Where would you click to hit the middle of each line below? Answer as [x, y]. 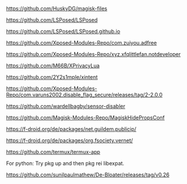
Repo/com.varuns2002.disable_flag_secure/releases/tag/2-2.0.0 [84, 95]
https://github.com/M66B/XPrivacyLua [53, 65]
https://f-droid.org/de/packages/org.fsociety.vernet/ [70, 140]
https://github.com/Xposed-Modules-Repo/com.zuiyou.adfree [81, 43]
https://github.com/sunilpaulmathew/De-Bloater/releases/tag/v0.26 [88, 175]
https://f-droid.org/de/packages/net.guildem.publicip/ [71, 129]
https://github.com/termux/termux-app [53, 152]
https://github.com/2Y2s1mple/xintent [52, 77]
